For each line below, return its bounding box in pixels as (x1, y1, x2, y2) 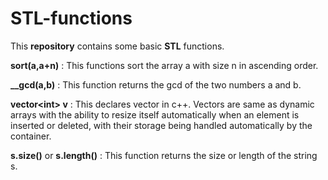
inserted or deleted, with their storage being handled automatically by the (10, 119, 313, 131)
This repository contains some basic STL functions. (10, 40, 225, 52)
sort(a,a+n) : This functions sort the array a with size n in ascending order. (10, 59, 319, 71)
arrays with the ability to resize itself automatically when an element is (10, 108, 300, 121)
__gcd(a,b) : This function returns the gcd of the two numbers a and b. (10, 78, 302, 91)
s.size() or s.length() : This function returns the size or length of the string (10, 149, 318, 161)
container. (10, 130, 52, 142)
